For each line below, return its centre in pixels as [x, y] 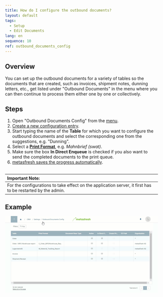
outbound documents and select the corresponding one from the [77, 136]
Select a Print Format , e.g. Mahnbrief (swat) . [57, 147]
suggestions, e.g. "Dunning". [41, 142]
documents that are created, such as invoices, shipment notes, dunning [76, 83]
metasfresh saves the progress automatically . [57, 162]
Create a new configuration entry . [46, 126]
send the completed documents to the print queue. [63, 157]
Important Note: [24, 178]
